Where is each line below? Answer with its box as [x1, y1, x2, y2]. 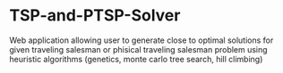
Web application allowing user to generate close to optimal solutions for [9, 35, 274, 45]
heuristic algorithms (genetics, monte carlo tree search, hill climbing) [9, 53, 263, 64]
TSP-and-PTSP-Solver [9, 5, 181, 26]
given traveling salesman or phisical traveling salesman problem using [9, 44, 268, 54]
